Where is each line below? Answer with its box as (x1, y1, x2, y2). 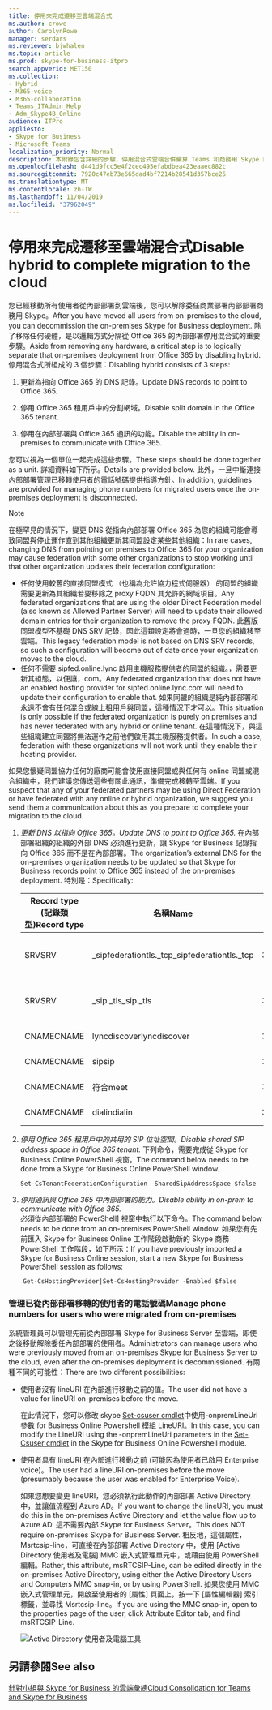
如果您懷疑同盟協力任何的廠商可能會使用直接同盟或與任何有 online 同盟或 (8, 766, 253, 776)
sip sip (91, 1056, 115, 1068)
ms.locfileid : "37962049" (8, 200, 96, 208)
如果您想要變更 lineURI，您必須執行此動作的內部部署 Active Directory (19, 1490, 251, 1501)
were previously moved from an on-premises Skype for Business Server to (8, 1347, 257, 1357)
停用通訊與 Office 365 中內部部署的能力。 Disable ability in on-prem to (19, 1195, 254, 1205)
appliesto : (8, 125, 45, 133)
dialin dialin (91, 1106, 134, 1118)
